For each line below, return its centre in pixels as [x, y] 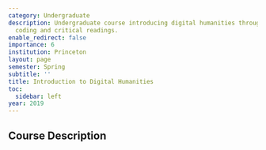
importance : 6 [32, 45]
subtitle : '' [30, 74]
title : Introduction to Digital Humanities [81, 81]
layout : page [30, 60]
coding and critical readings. [67, 30]
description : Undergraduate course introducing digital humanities [122, 23]
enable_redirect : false [47, 37]
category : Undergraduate [49, 15]
